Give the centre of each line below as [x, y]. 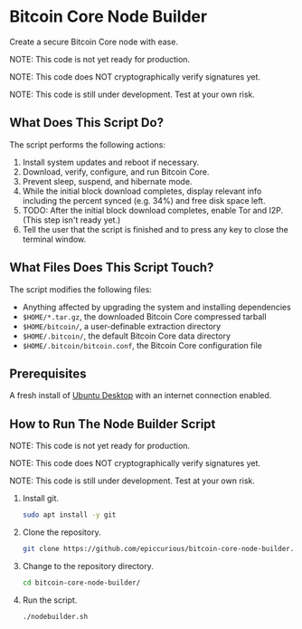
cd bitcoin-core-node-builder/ [81, 582]
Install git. [41, 499]
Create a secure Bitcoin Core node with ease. [94, 42]
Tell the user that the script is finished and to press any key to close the [156, 229]
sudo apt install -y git [69, 515]
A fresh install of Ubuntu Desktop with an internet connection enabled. [141, 396]
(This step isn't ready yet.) [71, 220]
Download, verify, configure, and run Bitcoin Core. [116, 172]
